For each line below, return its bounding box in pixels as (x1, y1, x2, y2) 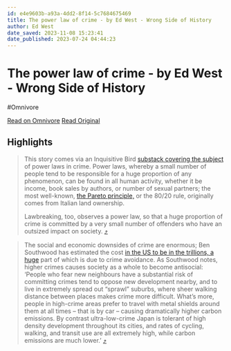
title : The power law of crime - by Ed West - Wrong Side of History (7, 17, 212, 23)
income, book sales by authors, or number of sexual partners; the (24, 184, 211, 192)
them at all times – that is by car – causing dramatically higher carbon (24, 307, 222, 315)
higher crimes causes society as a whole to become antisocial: (24, 263, 203, 271)
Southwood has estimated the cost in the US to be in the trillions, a (24, 248, 214, 256)
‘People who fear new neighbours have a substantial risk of (24, 270, 194, 278)
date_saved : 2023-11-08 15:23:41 (7, 29, 104, 37)
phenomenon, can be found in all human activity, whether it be (24, 177, 203, 185)
